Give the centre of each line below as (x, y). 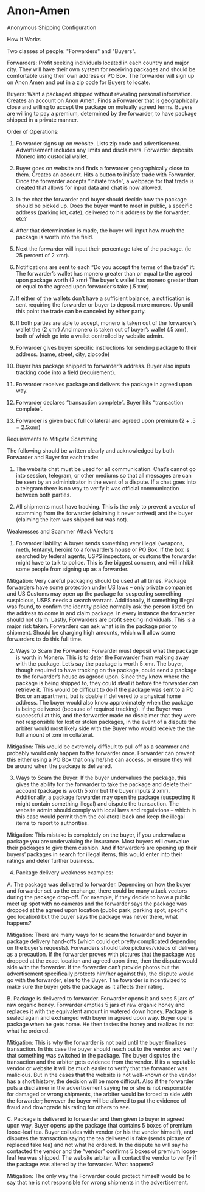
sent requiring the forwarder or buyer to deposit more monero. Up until (104, 304)
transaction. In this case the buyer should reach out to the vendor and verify (102, 1049)
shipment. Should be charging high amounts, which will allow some (91, 632)
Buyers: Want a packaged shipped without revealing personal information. (100, 94)
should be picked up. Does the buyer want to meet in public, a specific (104, 206)
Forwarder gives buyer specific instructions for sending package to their (106, 347)
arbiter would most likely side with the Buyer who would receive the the (105, 728)
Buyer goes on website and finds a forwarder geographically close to (102, 168)
